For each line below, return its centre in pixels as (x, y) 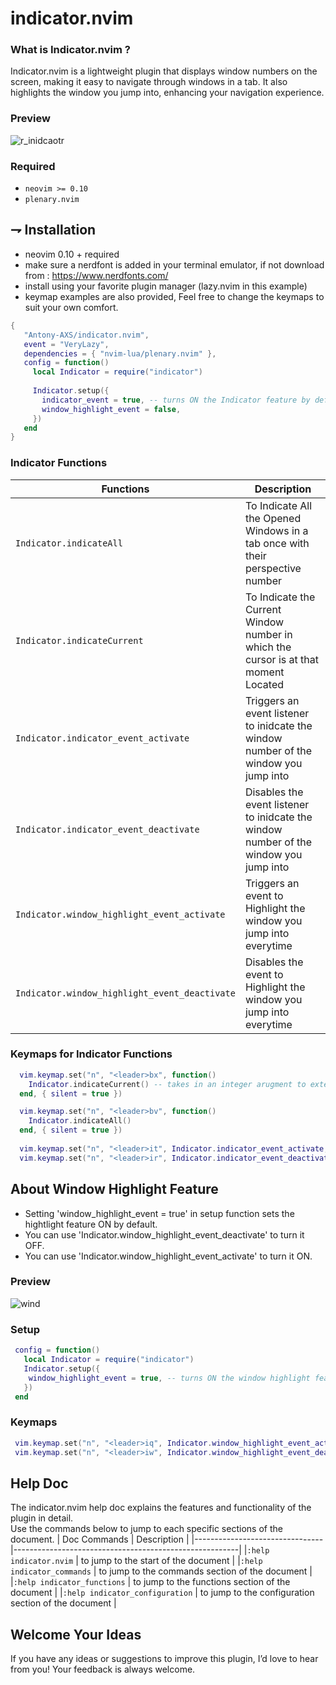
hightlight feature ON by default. (91, 1224)
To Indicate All (278, 505)
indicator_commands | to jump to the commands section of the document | (161, 1571)
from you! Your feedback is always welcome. (103, 1669)
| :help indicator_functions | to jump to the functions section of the (150, 1582)
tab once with (277, 543)
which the (268, 647)
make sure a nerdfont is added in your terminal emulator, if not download (174, 264)
